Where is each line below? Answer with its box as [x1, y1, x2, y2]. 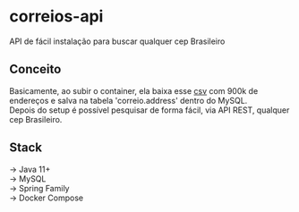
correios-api [9, 6, 104, 27]
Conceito [9, 62, 62, 77]
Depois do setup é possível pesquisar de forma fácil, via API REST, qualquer [9, 105, 290, 115]
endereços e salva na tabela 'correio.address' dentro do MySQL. [9, 95, 248, 106]
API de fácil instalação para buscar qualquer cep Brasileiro [9, 36, 226, 47]
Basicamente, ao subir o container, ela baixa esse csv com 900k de [9, 85, 259, 96]
